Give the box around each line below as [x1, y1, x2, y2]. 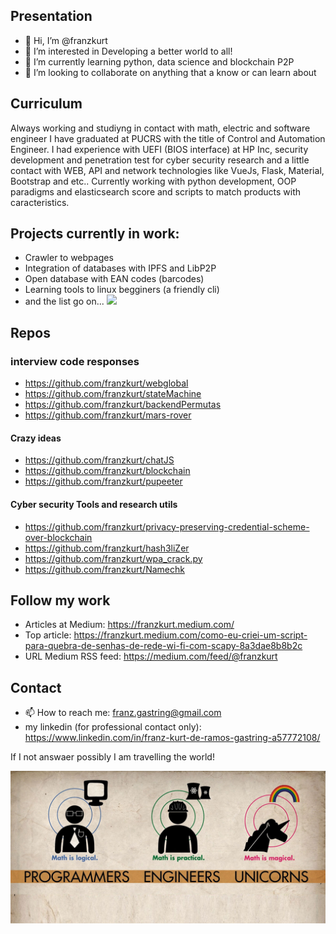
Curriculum [10, 95, 83, 113]
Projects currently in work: [10, 225, 180, 243]
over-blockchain [24, 531, 93, 543]
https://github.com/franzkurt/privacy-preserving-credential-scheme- [24, 520, 310, 533]
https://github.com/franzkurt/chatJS [24, 454, 175, 466]
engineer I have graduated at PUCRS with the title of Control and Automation [10, 132, 326, 144]
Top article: [24, 629, 72, 641]
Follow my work [10, 592, 111, 609]
